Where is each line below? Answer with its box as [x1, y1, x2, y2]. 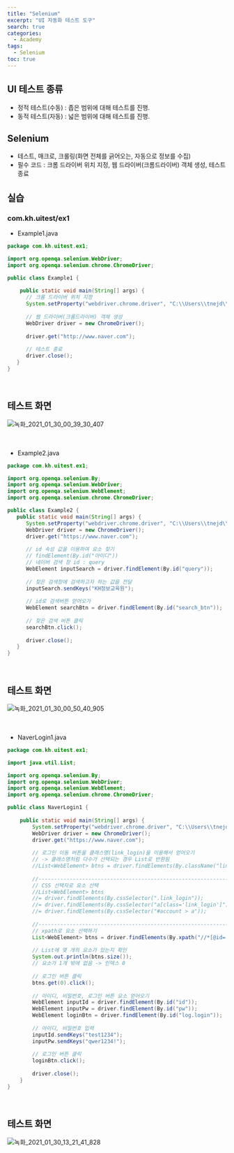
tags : [7, 43, 23, 50]
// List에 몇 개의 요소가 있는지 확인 [32, 947, 127, 954]
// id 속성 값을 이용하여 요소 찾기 [25, 546, 115, 553]
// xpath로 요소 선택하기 [32, 927, 97, 934]
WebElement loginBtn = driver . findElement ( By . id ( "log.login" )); [32, 1012, 223, 1019]
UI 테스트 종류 [7, 83, 63, 95]
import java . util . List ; [7, 759, 77, 766]
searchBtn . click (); [25, 623, 82, 631]
